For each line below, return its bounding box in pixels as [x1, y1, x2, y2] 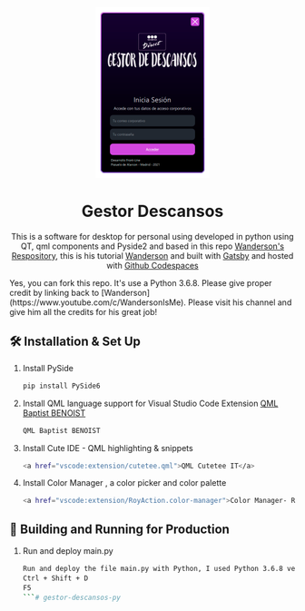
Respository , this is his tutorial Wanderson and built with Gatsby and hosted [11, 250, 294, 261]
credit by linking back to [9, 287, 100, 298]
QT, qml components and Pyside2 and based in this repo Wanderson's [21, 241, 284, 251]
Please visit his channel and [187, 297, 292, 308]
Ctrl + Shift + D [22, 574, 89, 583]
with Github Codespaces [105, 260, 199, 271]
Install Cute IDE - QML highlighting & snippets [22, 442, 193, 453]
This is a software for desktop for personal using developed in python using [11, 231, 294, 241]
